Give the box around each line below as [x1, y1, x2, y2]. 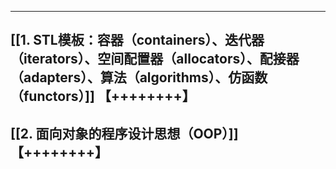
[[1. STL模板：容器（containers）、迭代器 [10, 32, 265, 49]
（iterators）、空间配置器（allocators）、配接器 [10, 51, 300, 68]
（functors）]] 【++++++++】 [10, 88, 196, 105]
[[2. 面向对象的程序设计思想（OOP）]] [10, 125, 239, 142]
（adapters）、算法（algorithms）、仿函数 [10, 69, 268, 86]
